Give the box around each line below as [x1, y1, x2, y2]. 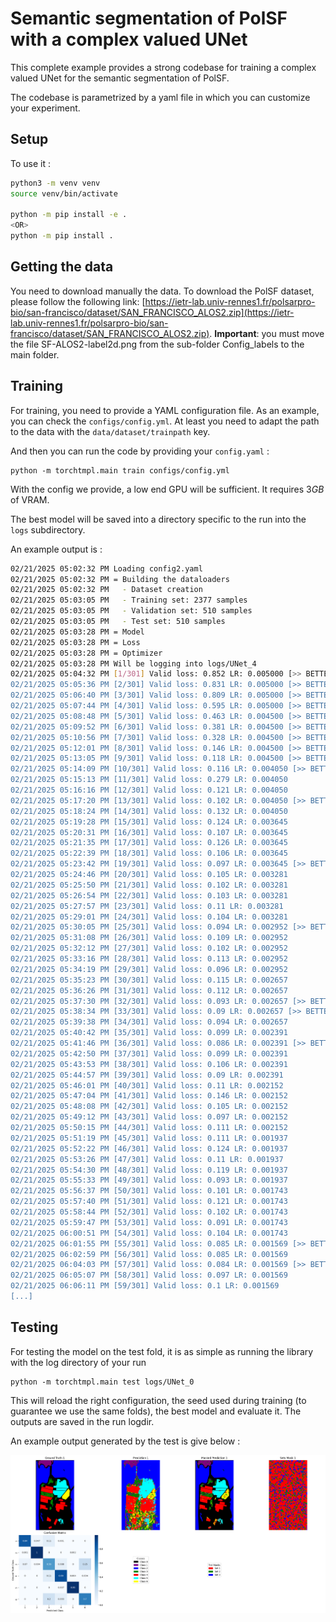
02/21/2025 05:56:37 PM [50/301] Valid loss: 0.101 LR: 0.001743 [10, 1186, 288, 1196]
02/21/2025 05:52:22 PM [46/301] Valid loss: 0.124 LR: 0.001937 [10, 1143, 288, 1154]
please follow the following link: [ [10, 295, 146, 307]
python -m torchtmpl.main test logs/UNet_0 [10, 1377, 195, 1387]
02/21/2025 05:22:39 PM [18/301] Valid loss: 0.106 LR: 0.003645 [10, 848, 288, 859]
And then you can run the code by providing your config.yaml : [10, 445, 270, 457]
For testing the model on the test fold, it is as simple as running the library [10, 1345, 314, 1357]
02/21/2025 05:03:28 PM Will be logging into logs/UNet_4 [10, 658, 257, 669]
